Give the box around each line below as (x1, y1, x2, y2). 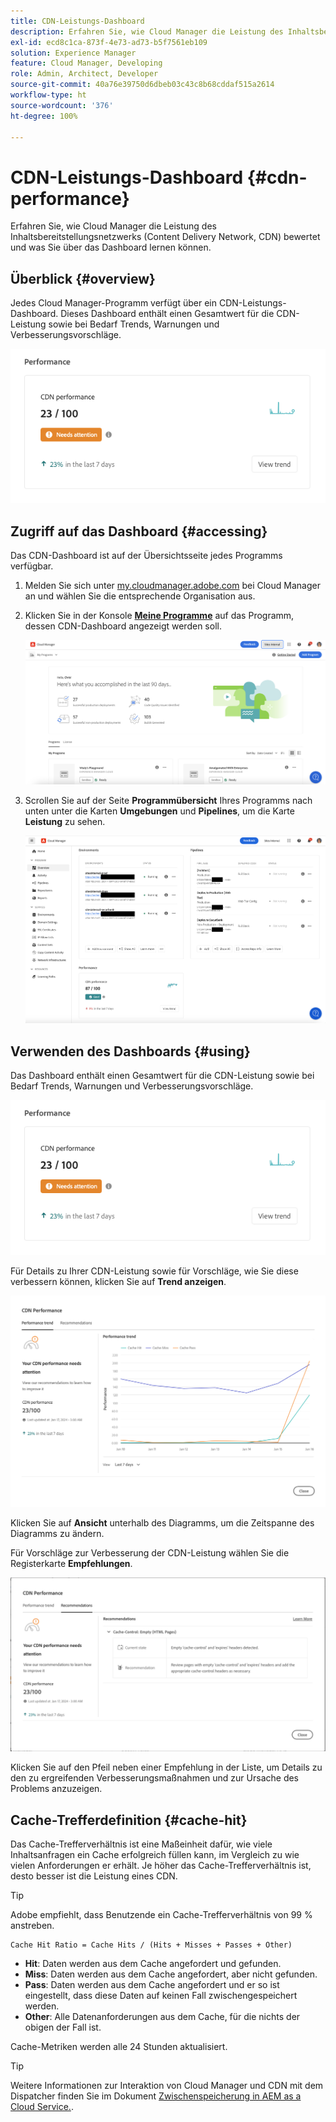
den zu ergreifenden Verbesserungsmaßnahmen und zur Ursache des (10, 1772, 300, 1784)
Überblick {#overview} (10, 270, 156, 287)
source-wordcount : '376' (10, 100, 114, 110)
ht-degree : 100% (10, 111, 78, 121)
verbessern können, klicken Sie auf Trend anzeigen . (10, 1275, 227, 1287)
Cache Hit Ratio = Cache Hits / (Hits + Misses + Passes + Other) (10, 1940, 293, 1950)
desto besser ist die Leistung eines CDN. (10, 1870, 178, 1882)
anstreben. (10, 1920, 55, 1932)
